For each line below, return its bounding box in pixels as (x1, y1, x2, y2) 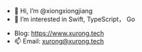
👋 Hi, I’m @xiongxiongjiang (13, 7, 93, 15)
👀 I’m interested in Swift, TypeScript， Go (13, 15, 136, 23)
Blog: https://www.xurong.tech (13, 29, 104, 37)
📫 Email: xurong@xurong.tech (13, 37, 104, 45)
